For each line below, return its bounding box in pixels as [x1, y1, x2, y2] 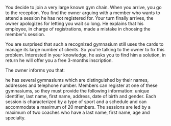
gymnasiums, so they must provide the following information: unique [5, 88, 150, 93]
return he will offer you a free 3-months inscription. [5, 57, 113, 63]
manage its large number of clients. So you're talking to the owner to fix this [5, 47, 165, 52]
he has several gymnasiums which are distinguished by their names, [5, 77, 149, 83]
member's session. [5, 31, 45, 37]
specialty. [5, 115, 26, 121]
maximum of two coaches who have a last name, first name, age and [5, 109, 150, 115]
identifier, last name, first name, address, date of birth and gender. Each [5, 93, 157, 99]
